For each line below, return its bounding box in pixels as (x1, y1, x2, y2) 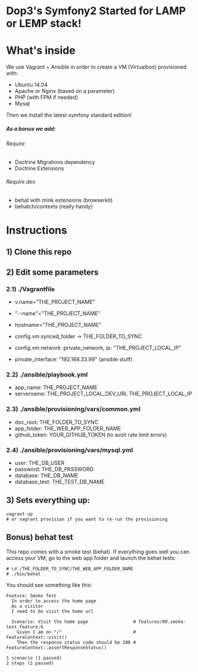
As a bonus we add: (6, 125, 56, 132)
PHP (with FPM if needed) (14, 94, 79, 101)
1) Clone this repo (6, 247, 72, 257)
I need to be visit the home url (11, 608, 94, 614)
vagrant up (6, 511, 33, 517)
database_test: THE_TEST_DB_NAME (14, 478, 105, 485)
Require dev (6, 178, 35, 185)
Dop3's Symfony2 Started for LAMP (6, 4, 186, 18)
